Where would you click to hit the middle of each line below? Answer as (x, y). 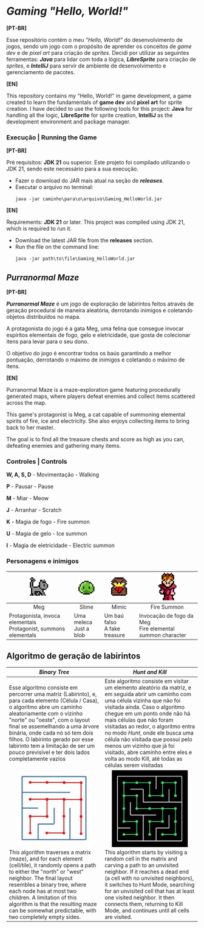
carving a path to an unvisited (142, 865)
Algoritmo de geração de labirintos (73, 656)
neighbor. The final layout (41, 878)
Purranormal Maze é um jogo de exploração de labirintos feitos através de (100, 304)
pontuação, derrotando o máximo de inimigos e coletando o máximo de (96, 360)
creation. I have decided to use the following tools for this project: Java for (100, 108)
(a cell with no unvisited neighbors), (149, 878)
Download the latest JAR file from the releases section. (84, 240)
